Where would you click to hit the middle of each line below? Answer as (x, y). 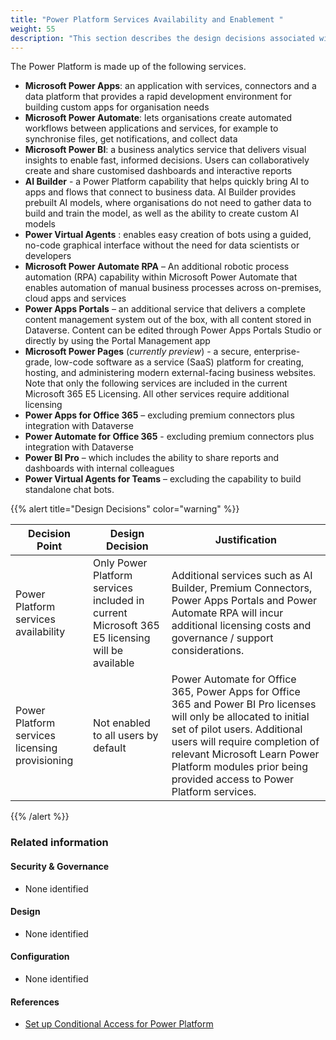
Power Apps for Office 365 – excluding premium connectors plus (159, 415)
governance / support (222, 638)
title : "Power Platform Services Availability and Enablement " (147, 19)
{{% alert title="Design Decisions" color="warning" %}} (125, 509)
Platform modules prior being (240, 767)
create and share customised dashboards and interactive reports (158, 171)
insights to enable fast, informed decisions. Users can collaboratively (167, 160)
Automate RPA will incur (227, 613)
